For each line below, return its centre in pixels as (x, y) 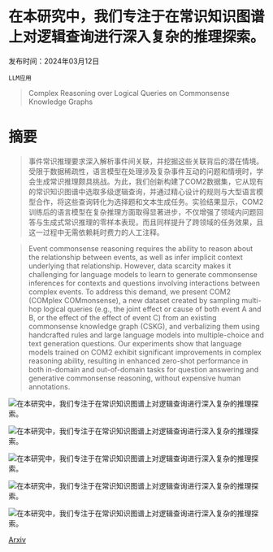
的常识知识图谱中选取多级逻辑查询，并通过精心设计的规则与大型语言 (142, 191)
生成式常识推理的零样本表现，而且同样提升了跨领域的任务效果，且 (153, 222)
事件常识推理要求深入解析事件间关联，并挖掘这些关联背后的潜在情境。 (146, 161)
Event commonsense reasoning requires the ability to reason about (141, 248)
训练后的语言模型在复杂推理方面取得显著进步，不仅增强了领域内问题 (142, 211)
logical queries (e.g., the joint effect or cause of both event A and (152, 309)
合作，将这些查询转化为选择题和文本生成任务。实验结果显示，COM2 (149, 202)
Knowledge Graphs (61, 102)
